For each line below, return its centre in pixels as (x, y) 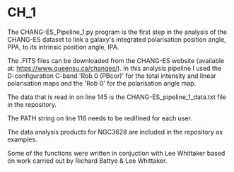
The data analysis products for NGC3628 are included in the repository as (115, 132)
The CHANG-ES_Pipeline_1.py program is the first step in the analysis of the (117, 32)
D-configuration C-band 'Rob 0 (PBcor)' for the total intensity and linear (112, 76)
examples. (22, 139)
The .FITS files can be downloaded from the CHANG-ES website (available (116, 60)
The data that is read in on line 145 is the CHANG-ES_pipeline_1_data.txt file (117, 97)
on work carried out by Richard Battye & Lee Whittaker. (87, 161)
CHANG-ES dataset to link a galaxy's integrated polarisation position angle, (117, 39)
